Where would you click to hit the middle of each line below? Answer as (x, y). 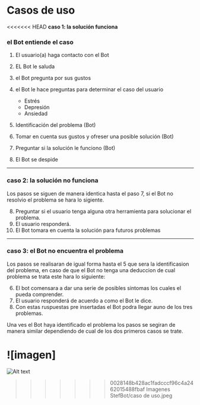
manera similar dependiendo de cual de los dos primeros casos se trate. (95, 331)
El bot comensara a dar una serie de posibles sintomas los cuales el (98, 288)
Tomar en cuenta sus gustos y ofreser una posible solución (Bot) (94, 136)
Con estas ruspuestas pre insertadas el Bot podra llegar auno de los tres (104, 307)
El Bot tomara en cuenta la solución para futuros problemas (88, 230)
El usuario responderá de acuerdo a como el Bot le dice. (84, 301)
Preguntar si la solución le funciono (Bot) (65, 148)
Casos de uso (41, 10)
